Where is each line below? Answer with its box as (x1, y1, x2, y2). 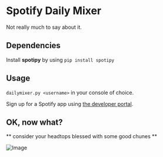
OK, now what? (6, 117, 63, 127)
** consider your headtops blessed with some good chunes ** (6, 133, 158, 140)
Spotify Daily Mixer (6, 4, 102, 18)
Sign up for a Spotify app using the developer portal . (6, 100, 134, 107)
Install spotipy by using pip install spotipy (6, 56, 115, 63)
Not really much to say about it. (6, 24, 82, 31)
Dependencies (6, 41, 61, 51)
